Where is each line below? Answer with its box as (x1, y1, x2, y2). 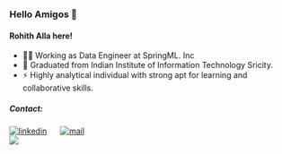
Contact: (9, 103, 43, 114)
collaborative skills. (22, 82, 94, 93)
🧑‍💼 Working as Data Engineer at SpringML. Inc (22, 50, 195, 61)
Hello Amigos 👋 (9, 8, 78, 21)
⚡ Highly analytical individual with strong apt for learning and (22, 70, 248, 81)
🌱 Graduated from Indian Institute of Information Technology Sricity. (22, 60, 274, 71)
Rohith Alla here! (9, 30, 74, 41)
